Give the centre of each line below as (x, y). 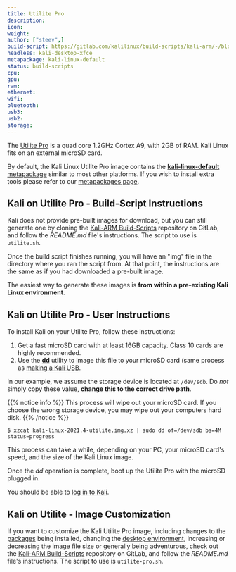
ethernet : (22, 92)
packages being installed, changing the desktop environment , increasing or (117, 538)
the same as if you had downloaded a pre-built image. (85, 271)
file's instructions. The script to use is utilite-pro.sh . (85, 561)
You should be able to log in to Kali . (58, 492)
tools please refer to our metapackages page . (73, 181)
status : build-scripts (40, 66)
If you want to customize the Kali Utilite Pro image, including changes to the (117, 531)
